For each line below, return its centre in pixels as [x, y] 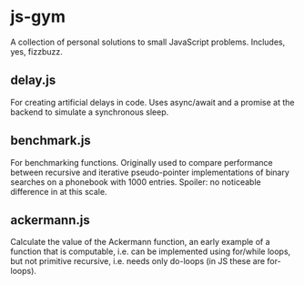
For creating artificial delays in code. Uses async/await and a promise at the [152, 102]
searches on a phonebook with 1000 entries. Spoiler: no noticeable [136, 182]
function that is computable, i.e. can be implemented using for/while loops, [151, 251]
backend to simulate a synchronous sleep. [90, 112]
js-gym [38, 17]
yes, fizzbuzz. [36, 51]
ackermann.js [50, 220]
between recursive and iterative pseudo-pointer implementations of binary [150, 172]
